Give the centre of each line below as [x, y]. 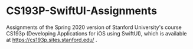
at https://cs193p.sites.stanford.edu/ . [52, 40]
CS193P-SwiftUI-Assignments [82, 11]
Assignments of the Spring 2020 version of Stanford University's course [94, 27]
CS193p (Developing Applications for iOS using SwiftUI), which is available [97, 33]
